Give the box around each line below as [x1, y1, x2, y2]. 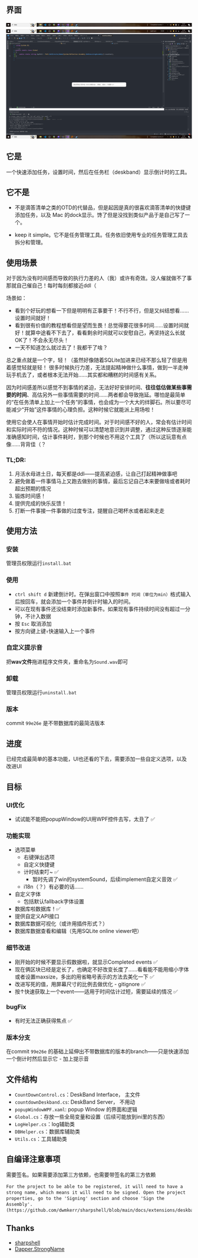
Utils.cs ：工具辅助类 [14, 1135, 68, 1142]
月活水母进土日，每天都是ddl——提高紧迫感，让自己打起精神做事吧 [14, 470, 178, 477]
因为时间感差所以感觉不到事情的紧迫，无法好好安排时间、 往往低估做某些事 [6, 384, 187, 391]
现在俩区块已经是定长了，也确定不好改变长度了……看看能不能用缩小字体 [14, 966, 189, 973]
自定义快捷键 [23, 861, 55, 868]
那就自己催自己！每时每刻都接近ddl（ [6, 282, 97, 289]
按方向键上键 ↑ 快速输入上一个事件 [14, 628, 95, 635]
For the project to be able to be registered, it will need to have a [6, 1184, 183, 1189]
